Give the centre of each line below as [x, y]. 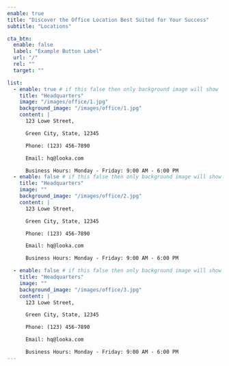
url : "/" [26, 58]
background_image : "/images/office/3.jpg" [81, 290]
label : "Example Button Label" [58, 51]
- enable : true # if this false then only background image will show [116, 89]
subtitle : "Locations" [39, 26]
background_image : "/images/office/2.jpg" [81, 196]
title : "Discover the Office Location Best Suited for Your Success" [108, 20]
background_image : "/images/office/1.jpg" [81, 108]
